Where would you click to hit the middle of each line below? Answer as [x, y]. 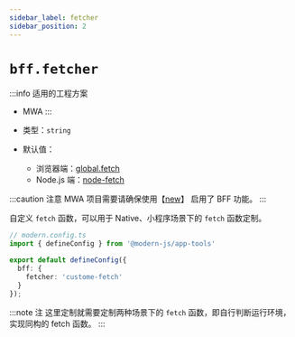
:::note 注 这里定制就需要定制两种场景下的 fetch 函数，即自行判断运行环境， [150, 312]
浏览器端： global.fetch [78, 169]
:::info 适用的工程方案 [49, 94]
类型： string [46, 130]
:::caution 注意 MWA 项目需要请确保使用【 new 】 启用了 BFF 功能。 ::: [138, 199]
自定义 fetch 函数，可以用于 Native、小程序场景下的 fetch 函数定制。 [138, 219]
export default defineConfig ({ [68, 260]
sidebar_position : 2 [48, 26]
